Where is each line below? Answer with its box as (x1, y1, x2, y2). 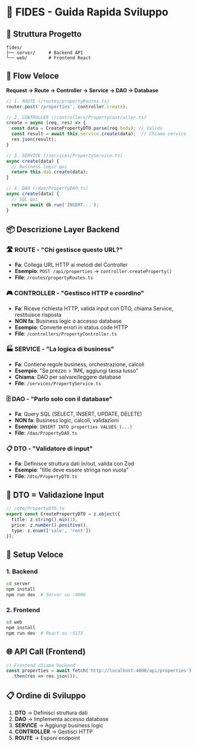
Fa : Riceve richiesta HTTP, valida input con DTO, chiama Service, (14, 304, 173, 312)
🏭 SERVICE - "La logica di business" (6, 345, 114, 353)
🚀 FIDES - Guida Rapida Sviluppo (6, 5, 169, 19)
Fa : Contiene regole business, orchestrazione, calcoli (14, 361, 145, 368)
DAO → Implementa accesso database (14, 715, 109, 722)
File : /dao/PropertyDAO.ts (14, 429, 77, 437)
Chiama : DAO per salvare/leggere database (14, 373, 121, 380)
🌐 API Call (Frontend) (6, 647, 86, 657)
